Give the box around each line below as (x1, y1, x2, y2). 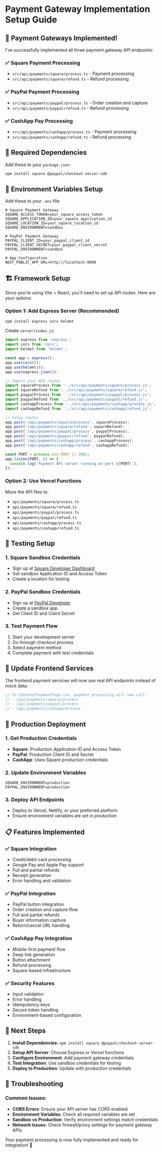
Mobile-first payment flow (12, 946, 66, 952)
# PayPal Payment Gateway (5, 234, 58, 239)
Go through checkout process (12, 639, 73, 645)
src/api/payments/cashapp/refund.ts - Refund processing (12, 134, 131, 140)
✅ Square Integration (5, 845, 57, 852)
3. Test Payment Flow (5, 622, 58, 629)
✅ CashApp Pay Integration (5, 935, 72, 942)
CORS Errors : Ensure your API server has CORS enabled (12, 1106, 128, 1112)
